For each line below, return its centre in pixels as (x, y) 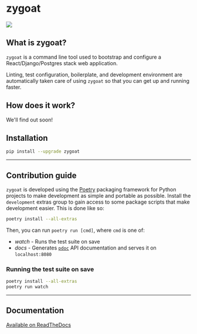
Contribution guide (41, 175)
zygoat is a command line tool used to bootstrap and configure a (84, 57)
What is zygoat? (36, 43)
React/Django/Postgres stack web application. (62, 63)
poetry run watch (27, 287)
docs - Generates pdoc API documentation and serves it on (85, 248)
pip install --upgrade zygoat (43, 151)
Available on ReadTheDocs (39, 325)
